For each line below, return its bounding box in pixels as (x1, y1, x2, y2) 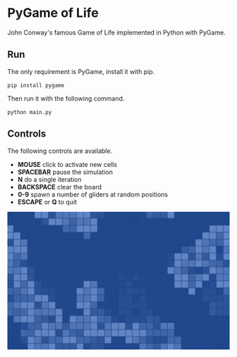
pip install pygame (7, 82, 65, 89)
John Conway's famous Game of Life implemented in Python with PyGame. (7, 28, 226, 37)
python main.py (7, 108, 52, 115)
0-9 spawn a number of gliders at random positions (17, 190, 168, 199)
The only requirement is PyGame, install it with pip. (7, 67, 155, 75)
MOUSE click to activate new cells (17, 160, 118, 168)
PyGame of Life (7, 5, 99, 21)
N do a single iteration (17, 175, 83, 184)
